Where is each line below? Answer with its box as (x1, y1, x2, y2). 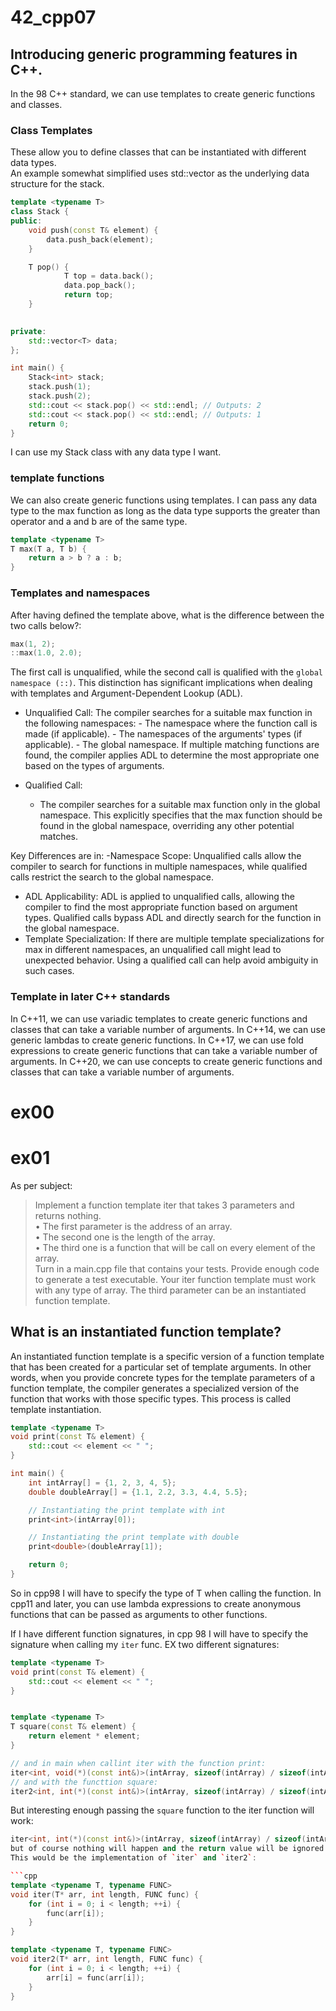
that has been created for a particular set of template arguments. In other (10, 1361, 312, 1373)
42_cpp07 (10, 6, 97, 29)
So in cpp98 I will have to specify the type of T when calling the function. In (10, 1587, 322, 1599)
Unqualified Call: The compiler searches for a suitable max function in (24, 707, 313, 719)
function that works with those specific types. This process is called (10, 1392, 292, 1405)
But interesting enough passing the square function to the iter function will (10, 1804, 315, 1816)
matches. (39, 831, 79, 843)
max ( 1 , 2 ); (10, 639, 56, 649)
